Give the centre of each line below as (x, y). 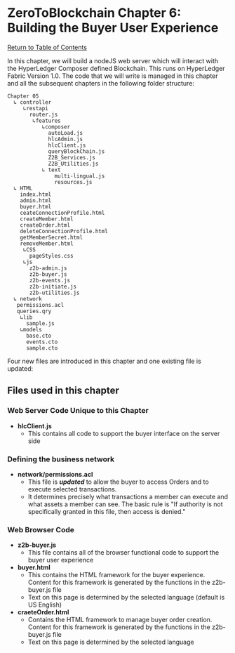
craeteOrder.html (43, 612)
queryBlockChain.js (76, 151)
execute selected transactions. (72, 489)
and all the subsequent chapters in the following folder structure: (101, 83)
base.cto (39, 336)
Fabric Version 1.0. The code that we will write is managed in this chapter (113, 76)
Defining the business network (61, 459)
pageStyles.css (51, 256)
